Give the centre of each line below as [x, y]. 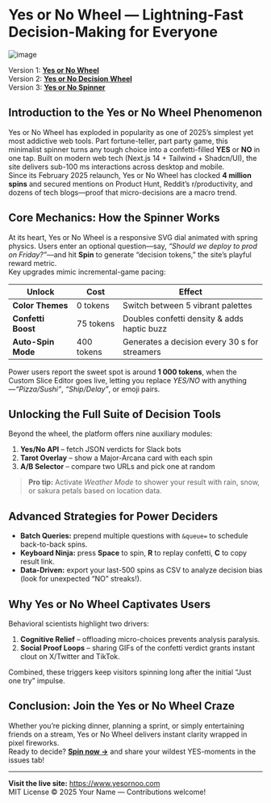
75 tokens [96, 323]
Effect [191, 291]
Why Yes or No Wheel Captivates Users [110, 604]
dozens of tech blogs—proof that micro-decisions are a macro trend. [123, 192]
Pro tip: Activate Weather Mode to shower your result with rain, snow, [144, 482]
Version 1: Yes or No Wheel [54, 70]
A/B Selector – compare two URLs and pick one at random [117, 467]
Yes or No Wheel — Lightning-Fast [126, 15]
